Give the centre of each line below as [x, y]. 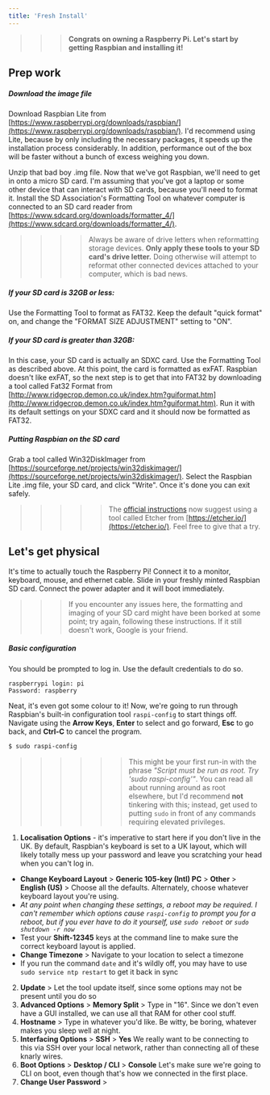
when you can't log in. [57, 863]
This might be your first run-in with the [193, 761]
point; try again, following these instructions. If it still [155, 621]
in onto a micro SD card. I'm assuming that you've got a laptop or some [126, 181]
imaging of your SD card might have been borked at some [164, 613]
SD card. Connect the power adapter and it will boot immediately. [116, 588]
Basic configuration [42, 648]
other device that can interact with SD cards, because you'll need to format [133, 189]
